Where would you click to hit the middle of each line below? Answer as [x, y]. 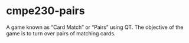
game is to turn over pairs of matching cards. [61, 33]
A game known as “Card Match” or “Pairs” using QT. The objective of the [95, 27]
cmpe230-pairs [45, 11]
